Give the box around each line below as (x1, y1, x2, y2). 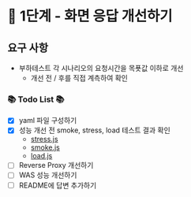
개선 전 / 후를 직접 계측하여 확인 (30, 73, 128, 83)
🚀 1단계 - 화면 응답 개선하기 (7, 7, 173, 25)
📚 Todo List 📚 (7, 94, 65, 105)
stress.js (30, 135, 58, 144)
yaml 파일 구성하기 (18, 116, 77, 125)
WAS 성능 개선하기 (18, 170, 77, 180)
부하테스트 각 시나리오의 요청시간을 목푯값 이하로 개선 (18, 64, 184, 72)
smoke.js (30, 143, 60, 152)
